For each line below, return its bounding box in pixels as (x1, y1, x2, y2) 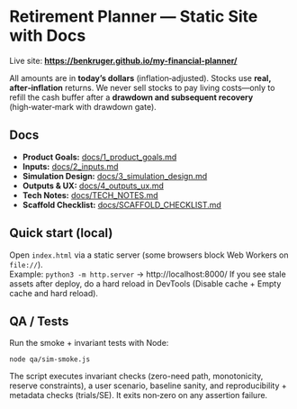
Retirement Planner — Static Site (9, 6, 258, 27)
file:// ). (9, 259, 43, 269)
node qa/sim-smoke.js (9, 355, 91, 364)
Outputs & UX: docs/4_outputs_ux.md (22, 180, 165, 191)
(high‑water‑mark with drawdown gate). (9, 101, 157, 112)
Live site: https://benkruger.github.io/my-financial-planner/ (9, 55, 238, 66)
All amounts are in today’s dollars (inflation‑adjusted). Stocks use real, (9, 72, 272, 83)
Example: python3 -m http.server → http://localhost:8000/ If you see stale (9, 268, 286, 279)
